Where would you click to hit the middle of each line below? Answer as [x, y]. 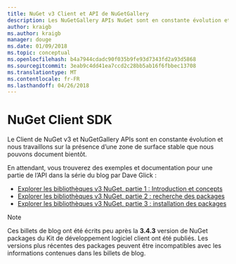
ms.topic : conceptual [39, 53]
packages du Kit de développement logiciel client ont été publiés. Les [108, 238]
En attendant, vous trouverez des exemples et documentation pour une [110, 168]
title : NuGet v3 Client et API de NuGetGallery [78, 14]
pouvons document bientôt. [47, 154]
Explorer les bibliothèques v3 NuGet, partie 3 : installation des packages [122, 204]
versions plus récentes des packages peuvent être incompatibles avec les [114, 246]
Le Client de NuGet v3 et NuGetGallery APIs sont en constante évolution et [115, 139]
